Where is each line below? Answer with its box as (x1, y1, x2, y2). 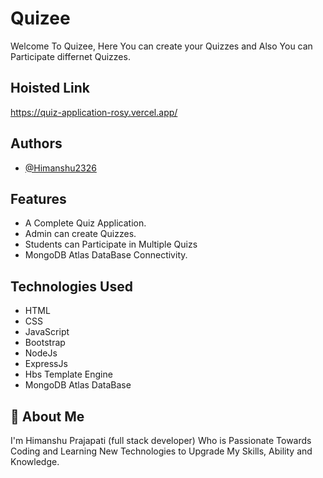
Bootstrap (24, 337, 66, 349)
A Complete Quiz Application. (24, 217, 147, 229)
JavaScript (24, 326, 70, 338)
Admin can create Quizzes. (24, 228, 137, 240)
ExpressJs (24, 358, 68, 370)
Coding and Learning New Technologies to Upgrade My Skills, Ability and (10, 445, 313, 457)
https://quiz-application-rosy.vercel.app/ (10, 106, 178, 118)
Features (10, 190, 67, 207)
